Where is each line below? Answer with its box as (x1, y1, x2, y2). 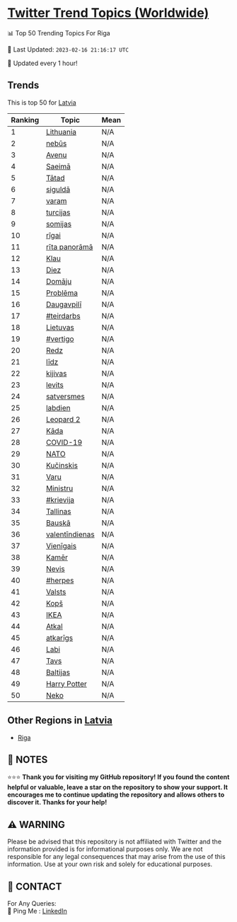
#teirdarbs (45, 311, 81, 321)
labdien (45, 403, 71, 413)
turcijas (45, 207, 71, 217)
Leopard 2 (45, 414, 81, 424)
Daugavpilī (45, 299, 82, 309)
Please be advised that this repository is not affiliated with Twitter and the (7, 837, 221, 846)
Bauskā (45, 518, 71, 528)
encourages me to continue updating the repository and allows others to (7, 790, 225, 799)
